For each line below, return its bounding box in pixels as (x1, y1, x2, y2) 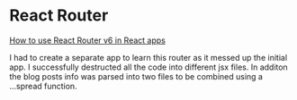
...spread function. (9, 80, 78, 91)
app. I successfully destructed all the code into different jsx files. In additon (9, 62, 288, 72)
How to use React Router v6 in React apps (9, 35, 166, 46)
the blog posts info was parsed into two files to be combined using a (9, 71, 264, 81)
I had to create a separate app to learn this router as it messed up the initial (9, 52, 288, 62)
